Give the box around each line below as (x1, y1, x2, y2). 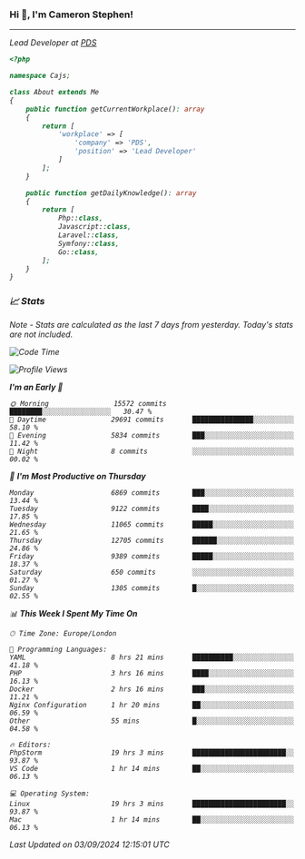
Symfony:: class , (57, 239, 120, 248)
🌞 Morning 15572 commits (9, 399, 167, 408)
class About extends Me (9, 88, 100, 97)
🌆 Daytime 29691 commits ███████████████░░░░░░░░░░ (9, 415, 295, 424)
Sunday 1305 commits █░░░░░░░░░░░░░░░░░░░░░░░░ (9, 583, 295, 593)
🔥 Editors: (9, 740, 52, 749)
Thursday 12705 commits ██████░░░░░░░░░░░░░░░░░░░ (9, 536, 295, 545)
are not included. (9, 329, 74, 340)
